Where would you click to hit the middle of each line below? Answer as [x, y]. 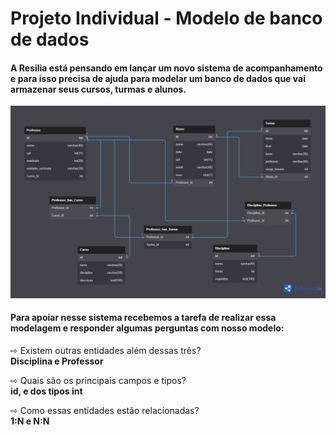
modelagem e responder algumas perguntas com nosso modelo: [147, 328]
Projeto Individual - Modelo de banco [166, 18]
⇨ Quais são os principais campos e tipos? [98, 380]
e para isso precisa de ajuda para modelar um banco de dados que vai [158, 78]
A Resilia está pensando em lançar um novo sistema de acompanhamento [166, 68]
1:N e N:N [30, 421]
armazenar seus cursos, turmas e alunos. [98, 89]
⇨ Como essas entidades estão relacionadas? [105, 410]
